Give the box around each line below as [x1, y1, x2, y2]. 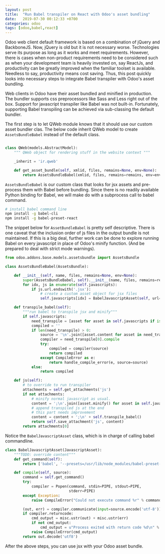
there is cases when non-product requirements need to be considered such [5, 55, 159, 61]
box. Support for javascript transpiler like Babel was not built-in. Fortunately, [5, 101, 159, 107]
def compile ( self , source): [14, 470, 71, 475]
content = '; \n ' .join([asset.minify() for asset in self [31, 401, 151, 406]
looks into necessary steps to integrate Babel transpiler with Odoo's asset [5, 76, 154, 82]
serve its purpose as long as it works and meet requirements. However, [5, 50, 149, 56]
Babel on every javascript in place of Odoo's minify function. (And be [5, 240, 145, 247]
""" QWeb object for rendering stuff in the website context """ [14, 150, 151, 155]
